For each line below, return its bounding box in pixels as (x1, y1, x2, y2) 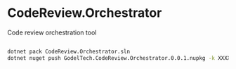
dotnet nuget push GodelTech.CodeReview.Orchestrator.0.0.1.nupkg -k (7, 54, 216, 61)
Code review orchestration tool (7, 28, 97, 37)
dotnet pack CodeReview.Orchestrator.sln (7, 48, 131, 55)
